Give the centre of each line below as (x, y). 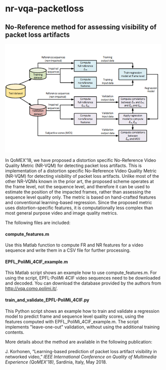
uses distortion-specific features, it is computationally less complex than (79, 208)
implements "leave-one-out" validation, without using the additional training (83, 327)
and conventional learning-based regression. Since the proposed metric (79, 202)
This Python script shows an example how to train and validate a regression (82, 311)
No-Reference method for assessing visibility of (81, 27)
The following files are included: (38, 222)
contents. (15, 332)
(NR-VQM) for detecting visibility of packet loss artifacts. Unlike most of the (82, 176)
